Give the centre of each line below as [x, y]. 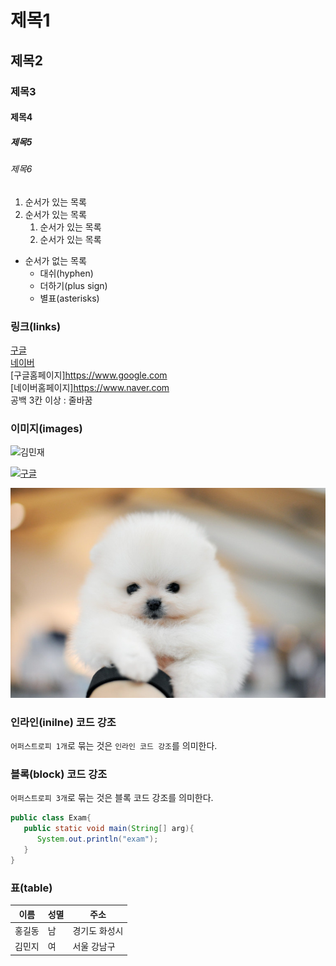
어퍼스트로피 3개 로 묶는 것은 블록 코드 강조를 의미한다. [112, 798]
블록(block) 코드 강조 [59, 774]
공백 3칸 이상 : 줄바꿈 [51, 400]
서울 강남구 [94, 947]
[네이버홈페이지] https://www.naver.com [90, 387]
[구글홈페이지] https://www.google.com [89, 375]
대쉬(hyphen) [66, 273]
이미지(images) [46, 428]
